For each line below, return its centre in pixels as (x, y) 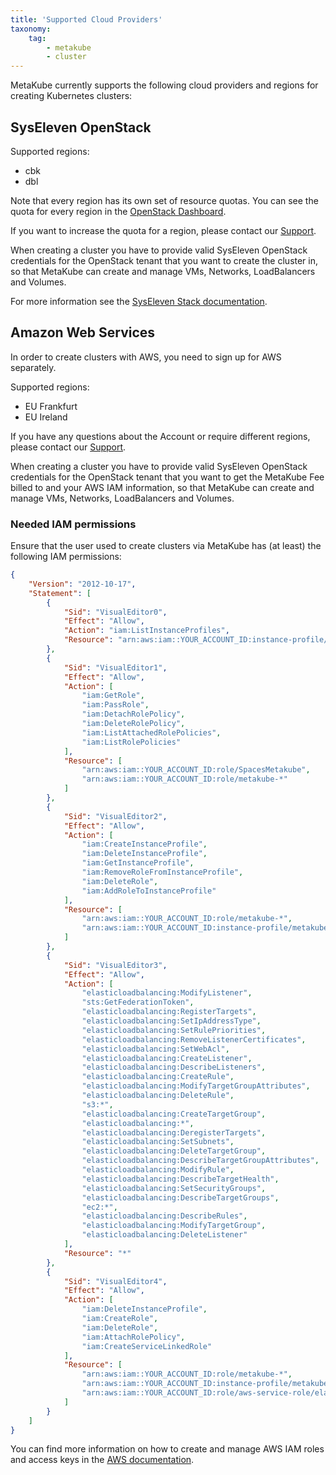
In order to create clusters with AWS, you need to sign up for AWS (146, 357)
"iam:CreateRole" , (120, 1319)
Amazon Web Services (83, 332)
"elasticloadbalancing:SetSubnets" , (158, 1142)
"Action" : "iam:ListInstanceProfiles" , (146, 631)
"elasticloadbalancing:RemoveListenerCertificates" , (194, 1039)
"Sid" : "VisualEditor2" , (115, 816)
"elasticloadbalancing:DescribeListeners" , (174, 1067)
